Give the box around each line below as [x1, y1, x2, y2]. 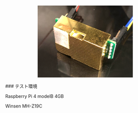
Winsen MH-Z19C [5, 103, 43, 109]
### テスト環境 [5, 83, 38, 89]
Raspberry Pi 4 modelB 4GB [5, 93, 64, 99]
